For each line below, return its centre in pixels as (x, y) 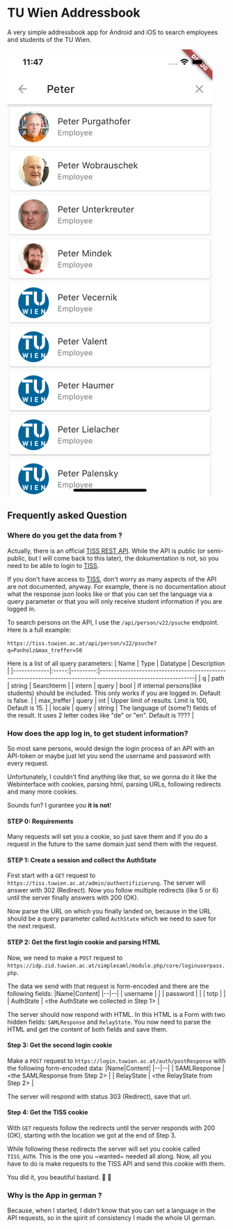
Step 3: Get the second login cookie (60, 1045)
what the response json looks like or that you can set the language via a (110, 594)
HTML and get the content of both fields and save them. (88, 1029)
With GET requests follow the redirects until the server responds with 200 (111, 1128)
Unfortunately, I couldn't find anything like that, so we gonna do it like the (112, 777)
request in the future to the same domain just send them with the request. (113, 844)
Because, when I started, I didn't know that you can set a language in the (112, 1211)
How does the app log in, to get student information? (98, 733)
